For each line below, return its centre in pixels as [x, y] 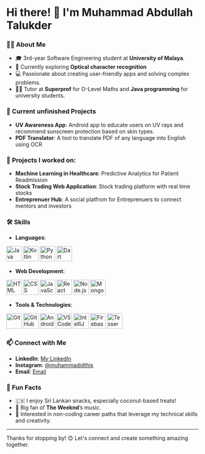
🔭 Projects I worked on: [41, 160]
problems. [28, 82]
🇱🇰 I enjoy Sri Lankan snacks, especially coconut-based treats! [95, 400]
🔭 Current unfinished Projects [51, 111]
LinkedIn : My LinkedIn [43, 358]
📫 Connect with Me [36, 343]
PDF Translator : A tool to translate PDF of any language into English [100, 137]
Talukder [29, 25]
